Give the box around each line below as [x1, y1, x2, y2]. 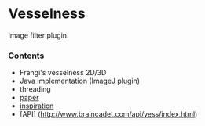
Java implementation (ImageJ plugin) [19, 76, 140, 86]
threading [19, 85, 51, 94]
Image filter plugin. [8, 31, 69, 40]
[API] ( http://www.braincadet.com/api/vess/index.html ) [19, 110, 198, 119]
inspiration [19, 101, 54, 110]
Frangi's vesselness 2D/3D [19, 68, 107, 77]
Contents [8, 50, 45, 61]
